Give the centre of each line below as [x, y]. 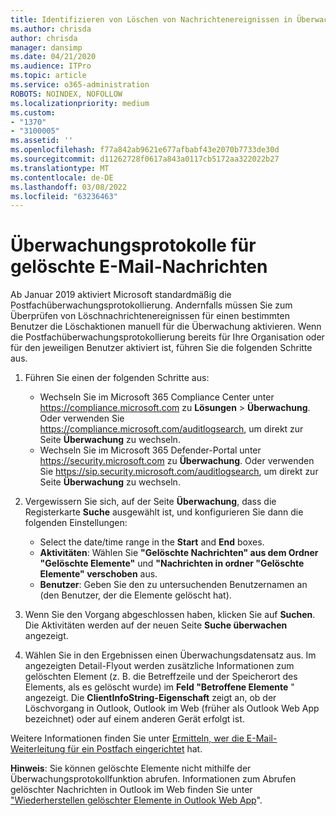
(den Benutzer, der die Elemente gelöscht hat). [135, 595]
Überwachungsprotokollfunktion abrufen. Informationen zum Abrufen [153, 779]
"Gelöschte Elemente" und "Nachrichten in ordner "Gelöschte [172, 563]
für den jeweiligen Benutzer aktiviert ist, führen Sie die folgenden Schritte [161, 348]
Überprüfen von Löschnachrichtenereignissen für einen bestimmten [150, 316]
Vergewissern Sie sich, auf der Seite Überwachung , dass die [150, 502]
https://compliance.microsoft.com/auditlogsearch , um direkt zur [171, 429]
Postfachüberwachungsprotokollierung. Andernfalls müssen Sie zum [151, 305]
